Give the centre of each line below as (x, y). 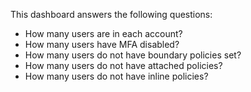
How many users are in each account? (103, 33)
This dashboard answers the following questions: (111, 14)
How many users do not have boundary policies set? (133, 55)
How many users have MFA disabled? (102, 44)
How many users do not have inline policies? (116, 76)
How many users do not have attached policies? (123, 65)
